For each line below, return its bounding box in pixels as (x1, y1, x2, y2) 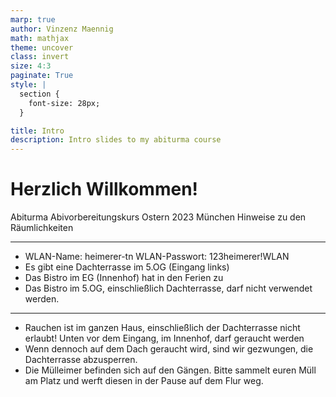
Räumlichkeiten (10, 222, 74, 234)
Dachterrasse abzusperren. (24, 354, 138, 366)
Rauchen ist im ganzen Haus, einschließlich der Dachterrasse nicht (24, 322, 301, 334)
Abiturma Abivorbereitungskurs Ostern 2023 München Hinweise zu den (10, 211, 307, 223)
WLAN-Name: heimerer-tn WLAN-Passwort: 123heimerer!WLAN (24, 251, 290, 263)
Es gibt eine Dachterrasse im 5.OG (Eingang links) (24, 261, 230, 273)
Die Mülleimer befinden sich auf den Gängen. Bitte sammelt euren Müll (24, 364, 317, 376)
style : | (10, 80, 47, 90)
